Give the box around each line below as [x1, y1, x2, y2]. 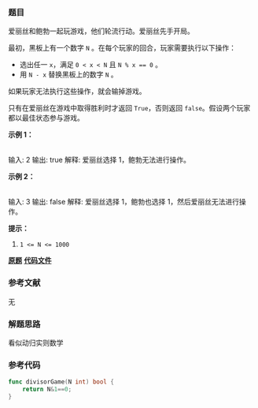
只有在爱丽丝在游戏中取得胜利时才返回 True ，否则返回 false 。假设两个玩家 [8, 103, 251, 113]
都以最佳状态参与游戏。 [8, 113, 84, 123]
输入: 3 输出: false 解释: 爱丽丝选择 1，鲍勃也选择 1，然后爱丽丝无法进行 [8, 197, 240, 207]
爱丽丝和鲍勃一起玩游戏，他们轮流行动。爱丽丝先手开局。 [8, 26, 194, 36]
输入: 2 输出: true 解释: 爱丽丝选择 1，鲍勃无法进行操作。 [8, 155, 191, 165]
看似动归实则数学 [8, 338, 64, 347]
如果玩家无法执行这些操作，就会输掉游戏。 [8, 87, 146, 96]
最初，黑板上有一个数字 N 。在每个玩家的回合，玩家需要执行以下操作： [8, 43, 237, 53]
